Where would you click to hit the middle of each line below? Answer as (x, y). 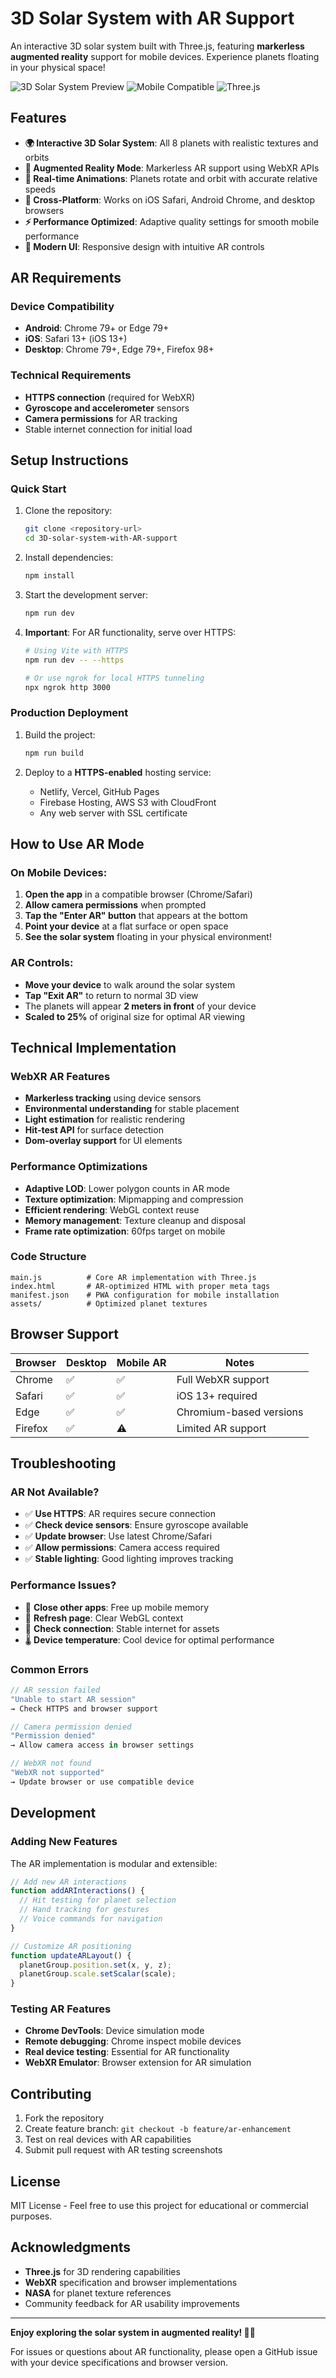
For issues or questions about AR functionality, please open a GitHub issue (164, 2351)
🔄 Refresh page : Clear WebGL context (104, 1618)
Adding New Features (64, 1842)
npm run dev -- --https (74, 660)
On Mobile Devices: (59, 872)
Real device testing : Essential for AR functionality (127, 2052)
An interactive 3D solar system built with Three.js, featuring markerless (157, 46)
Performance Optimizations (79, 1167)
